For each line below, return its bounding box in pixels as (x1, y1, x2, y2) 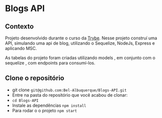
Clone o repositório (5, 74, 65, 83)
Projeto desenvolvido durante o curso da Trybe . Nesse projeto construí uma (5, 35, 157, 41)
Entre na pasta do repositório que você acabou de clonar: (12, 92, 128, 98)
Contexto (5, 22, 34, 31)
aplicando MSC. (5, 46, 37, 51)
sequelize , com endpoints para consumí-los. (5, 60, 96, 66)
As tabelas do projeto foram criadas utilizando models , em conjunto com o (5, 55, 156, 61)
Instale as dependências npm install (12, 102, 87, 108)
